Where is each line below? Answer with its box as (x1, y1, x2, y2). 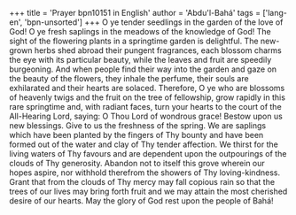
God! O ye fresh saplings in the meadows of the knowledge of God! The (9, 27, 272, 36)
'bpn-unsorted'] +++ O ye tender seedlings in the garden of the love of (24, 17, 284, 27)
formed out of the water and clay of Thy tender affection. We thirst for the (9, 139, 279, 150)
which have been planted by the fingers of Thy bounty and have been (9, 130, 264, 140)
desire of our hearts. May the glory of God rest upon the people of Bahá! (9, 196, 274, 206)
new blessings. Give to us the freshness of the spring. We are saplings (9, 120, 267, 131)
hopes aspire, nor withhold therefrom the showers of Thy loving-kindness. (9, 167, 281, 178)
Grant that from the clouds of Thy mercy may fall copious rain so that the (9, 177, 276, 187)
